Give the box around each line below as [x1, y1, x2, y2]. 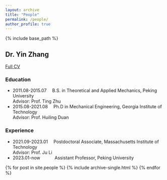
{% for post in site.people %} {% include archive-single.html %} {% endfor [5, 164, 160, 170]
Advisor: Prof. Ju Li [12, 149, 52, 155]
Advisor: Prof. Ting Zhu [12, 98, 61, 104]
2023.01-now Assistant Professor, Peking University [12, 155, 134, 161]
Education [5, 76, 31, 83]
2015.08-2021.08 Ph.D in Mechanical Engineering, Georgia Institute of [12, 104, 162, 110]
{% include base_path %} [5, 35, 59, 41]
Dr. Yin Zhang [5, 50, 49, 59]
